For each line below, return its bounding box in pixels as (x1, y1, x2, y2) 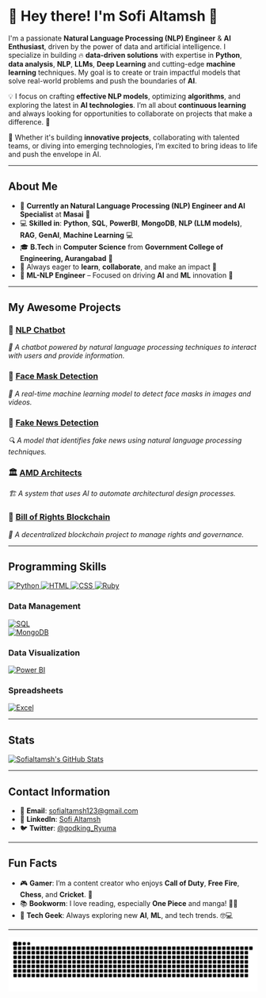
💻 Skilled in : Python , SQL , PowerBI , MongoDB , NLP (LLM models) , (19, 218, 243, 228)
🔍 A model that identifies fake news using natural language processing (8, 436, 242, 445)
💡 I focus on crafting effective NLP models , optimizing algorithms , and (8, 91, 241, 101)
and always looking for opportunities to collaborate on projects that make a (8, 109, 253, 118)
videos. (8, 397, 32, 407)
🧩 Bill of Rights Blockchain (8, 512, 111, 523)
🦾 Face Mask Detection (8, 370, 99, 382)
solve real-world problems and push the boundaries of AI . (8, 75, 197, 86)
